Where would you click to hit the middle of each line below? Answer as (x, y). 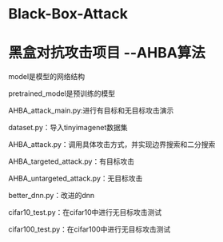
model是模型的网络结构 (47, 77)
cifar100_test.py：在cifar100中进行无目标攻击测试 (90, 229)
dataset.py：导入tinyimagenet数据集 (68, 128)
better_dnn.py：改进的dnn (52, 196)
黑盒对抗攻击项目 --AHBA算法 (107, 53)
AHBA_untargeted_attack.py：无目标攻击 (76, 179)
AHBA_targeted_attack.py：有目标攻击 (71, 161)
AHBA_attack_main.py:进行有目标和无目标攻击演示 (91, 111)
